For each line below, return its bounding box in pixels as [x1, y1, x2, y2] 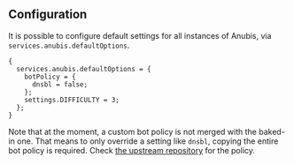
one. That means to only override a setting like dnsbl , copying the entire [16, 136, 279, 146]
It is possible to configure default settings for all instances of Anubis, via [8, 30, 272, 41]
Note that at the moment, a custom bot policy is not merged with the [8, 126, 258, 137]
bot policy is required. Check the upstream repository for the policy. [8, 145, 256, 155]
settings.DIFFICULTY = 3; [24, 95, 120, 104]
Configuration [8, 7, 88, 22]
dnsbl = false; [31, 79, 89, 89]
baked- [259, 126, 285, 137]
